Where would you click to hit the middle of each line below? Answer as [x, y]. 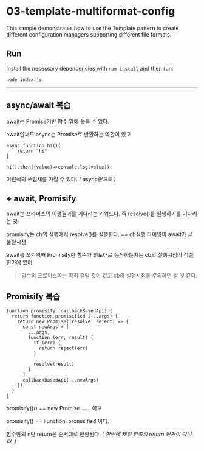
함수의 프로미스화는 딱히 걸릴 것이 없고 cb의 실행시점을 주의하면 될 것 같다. [109, 276]
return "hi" [32, 151]
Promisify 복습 [33, 296]
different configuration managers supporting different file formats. [89, 34]
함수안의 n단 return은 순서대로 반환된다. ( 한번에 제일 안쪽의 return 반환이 [93, 434]
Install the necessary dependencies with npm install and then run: [90, 68]
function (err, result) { [61, 338]
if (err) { [47, 343]
